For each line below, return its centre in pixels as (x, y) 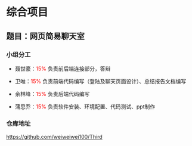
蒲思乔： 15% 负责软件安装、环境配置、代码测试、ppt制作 (85, 106)
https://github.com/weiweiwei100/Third (54, 137)
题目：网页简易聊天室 (45, 36)
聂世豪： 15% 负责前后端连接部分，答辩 (63, 69)
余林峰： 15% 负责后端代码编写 (52, 94)
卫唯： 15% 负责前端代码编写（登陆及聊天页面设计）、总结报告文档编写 (100, 81)
